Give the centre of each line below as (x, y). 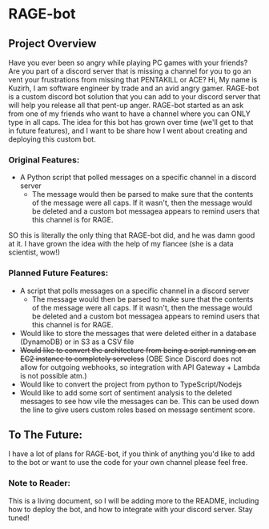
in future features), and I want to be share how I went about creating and (128, 130)
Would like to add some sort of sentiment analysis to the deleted (126, 392)
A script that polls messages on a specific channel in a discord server (134, 291)
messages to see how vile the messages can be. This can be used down (139, 401)
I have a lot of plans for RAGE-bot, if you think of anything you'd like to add (131, 454)
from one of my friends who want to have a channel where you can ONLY (129, 114)
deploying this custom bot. (52, 139)
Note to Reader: (39, 483)
